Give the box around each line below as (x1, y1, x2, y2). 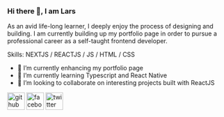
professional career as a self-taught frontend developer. (7, 37, 168, 45)
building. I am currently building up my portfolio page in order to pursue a (7, 29, 218, 38)
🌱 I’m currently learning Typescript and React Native (17, 71, 168, 79)
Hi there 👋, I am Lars (7, 6, 77, 16)
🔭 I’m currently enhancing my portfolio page (17, 64, 144, 72)
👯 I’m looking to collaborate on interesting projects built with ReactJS (17, 79, 215, 87)
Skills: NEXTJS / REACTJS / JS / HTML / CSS (7, 50, 136, 58)
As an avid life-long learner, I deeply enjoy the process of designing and (7, 22, 214, 31)
